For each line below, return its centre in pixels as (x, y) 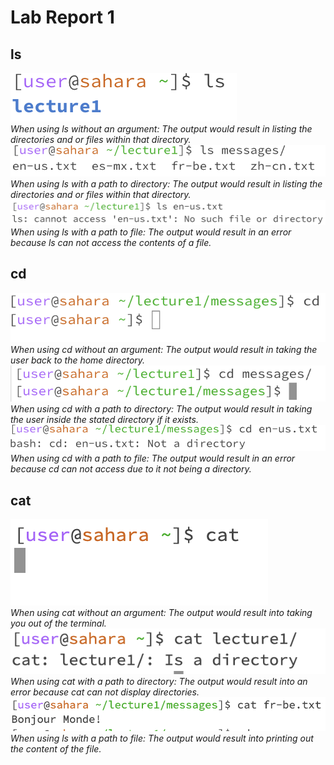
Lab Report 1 (62, 17)
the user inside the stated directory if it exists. (104, 420)
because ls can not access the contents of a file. (111, 242)
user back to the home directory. (78, 360)
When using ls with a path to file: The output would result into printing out (162, 738)
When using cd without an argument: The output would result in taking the (164, 349)
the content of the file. (56, 748)
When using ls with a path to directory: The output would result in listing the (166, 184)
